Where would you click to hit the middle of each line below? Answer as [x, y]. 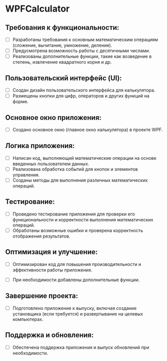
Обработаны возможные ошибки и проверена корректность [78, 230]
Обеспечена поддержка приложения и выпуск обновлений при [81, 347]
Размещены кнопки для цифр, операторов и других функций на [81, 96]
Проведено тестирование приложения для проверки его [74, 214]
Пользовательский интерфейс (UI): [64, 78]
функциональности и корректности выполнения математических [83, 219]
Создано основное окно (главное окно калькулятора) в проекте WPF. [88, 129]
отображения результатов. [41, 236]
